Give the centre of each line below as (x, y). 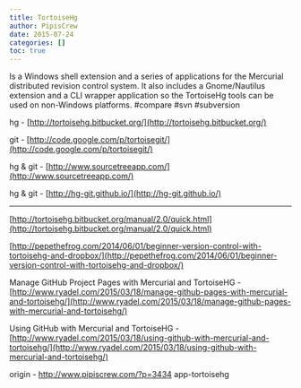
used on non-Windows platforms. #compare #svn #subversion (125, 105)
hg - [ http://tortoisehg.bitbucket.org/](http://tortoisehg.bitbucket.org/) (138, 123)
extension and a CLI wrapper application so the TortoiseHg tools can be (142, 96)
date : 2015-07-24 (42, 34)
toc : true (28, 51)
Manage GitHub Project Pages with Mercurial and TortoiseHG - (125, 282)
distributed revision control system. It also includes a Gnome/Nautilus (138, 86)
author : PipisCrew (43, 26)
